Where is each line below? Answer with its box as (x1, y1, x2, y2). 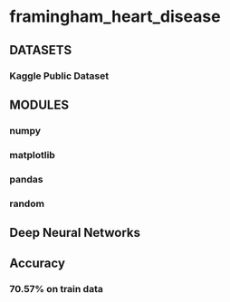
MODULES (9, 97, 70, 112)
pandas (9, 173, 43, 185)
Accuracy (9, 256, 66, 271)
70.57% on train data (9, 283, 104, 296)
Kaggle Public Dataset (9, 70, 110, 82)
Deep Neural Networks (9, 224, 140, 241)
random (9, 197, 45, 210)
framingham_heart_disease (9, 6, 221, 27)
